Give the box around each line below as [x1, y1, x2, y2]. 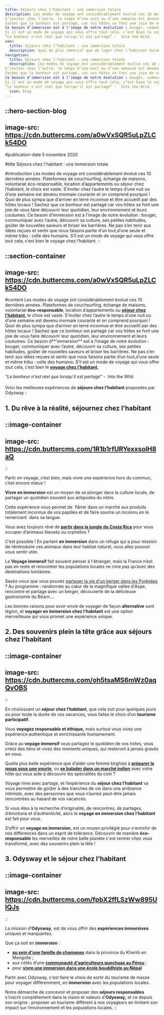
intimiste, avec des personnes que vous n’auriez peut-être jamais [5, 791, 136, 796]
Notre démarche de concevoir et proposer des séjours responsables [5, 989, 144, 995]
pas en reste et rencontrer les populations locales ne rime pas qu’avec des [5, 563, 155, 569]
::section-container [5, 252, 66, 260]
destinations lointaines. [5, 569, 52, 575]
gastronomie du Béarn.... [5, 594, 55, 599]
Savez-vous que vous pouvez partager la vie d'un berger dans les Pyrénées [5, 578, 158, 584]
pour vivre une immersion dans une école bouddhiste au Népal [12, 965, 142, 971]
